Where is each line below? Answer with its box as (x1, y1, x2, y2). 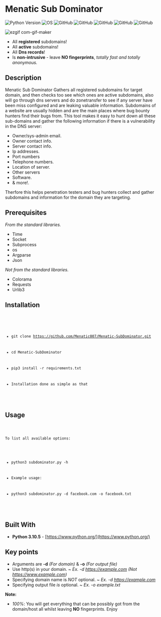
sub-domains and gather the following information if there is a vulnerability (5, 118, 155, 124)
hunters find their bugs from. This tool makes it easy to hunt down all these (5, 113, 156, 119)
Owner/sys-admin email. (12, 132, 62, 138)
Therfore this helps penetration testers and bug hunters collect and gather (5, 189, 155, 195)
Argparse (12, 252, 31, 258)
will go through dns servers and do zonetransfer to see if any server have (5, 97, 153, 103)
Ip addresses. (12, 148, 40, 154)
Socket (12, 236, 27, 242)
